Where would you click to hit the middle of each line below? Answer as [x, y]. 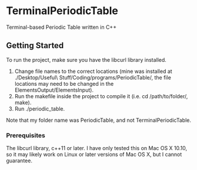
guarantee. [19, 161]
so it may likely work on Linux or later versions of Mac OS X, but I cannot [94, 155]
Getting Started [35, 46]
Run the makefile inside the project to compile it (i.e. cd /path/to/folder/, [101, 96]
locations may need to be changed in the [64, 84]
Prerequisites [26, 135]
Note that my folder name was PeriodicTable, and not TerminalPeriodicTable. [99, 120]
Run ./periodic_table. [40, 109]
